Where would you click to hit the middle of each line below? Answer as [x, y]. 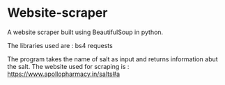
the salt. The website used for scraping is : [68, 66]
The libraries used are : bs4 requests [60, 45]
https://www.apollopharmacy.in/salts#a [64, 74]
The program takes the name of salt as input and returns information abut [113, 59]
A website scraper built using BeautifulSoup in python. [85, 32]
